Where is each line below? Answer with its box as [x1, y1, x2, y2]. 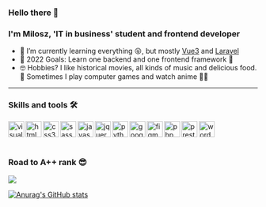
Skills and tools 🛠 [8, 100, 78, 111]
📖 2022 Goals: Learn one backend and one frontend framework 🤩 [19, 55, 234, 64]
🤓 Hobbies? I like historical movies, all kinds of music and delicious [19, 63, 239, 73]
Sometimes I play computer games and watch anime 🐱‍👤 [26, 72, 208, 81]
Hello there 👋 [8, 7, 59, 18]
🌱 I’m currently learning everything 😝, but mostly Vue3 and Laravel [19, 47, 240, 56]
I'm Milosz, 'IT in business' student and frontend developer [8, 28, 240, 39]
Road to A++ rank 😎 [8, 157, 87, 168]
